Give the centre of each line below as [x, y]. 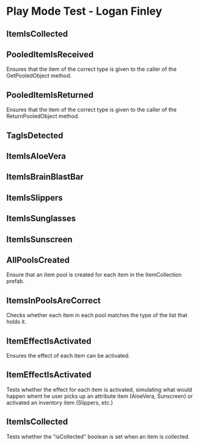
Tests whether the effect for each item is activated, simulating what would [99, 389]
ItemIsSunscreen [40, 239]
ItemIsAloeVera [36, 156]
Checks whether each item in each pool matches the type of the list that [97, 315]
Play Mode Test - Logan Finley [84, 11]
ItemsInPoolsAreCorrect [53, 300]
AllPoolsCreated [38, 260]
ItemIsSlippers [34, 198]
